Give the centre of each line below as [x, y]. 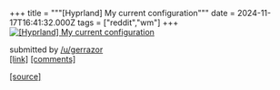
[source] [25, 76]
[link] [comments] [43, 59]
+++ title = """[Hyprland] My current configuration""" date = [123, 13]
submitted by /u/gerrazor [56, 49]
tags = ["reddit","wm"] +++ [128, 22]
